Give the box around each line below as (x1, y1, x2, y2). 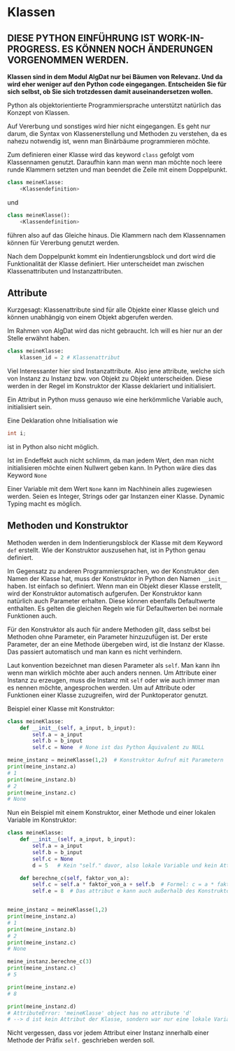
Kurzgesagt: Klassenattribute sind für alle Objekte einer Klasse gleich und (7, 305, 219, 314)
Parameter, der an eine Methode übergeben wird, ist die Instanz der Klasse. (7, 640, 225, 648)
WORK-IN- (157, 32, 205, 44)
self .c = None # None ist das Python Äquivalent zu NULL (32, 744, 205, 751)
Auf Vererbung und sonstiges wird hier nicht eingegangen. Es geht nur (7, 122, 211, 130)
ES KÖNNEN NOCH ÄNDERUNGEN (62, 43, 213, 55)
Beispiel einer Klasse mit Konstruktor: (7, 704, 115, 713)
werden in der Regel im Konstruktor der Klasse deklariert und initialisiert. (7, 382, 216, 390)
